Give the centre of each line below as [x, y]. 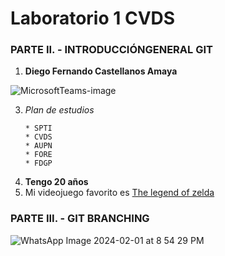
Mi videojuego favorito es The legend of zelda [119, 193]
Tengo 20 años [56, 182]
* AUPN [38, 146]
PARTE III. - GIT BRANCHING [80, 219]
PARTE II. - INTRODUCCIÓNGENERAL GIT [111, 50]
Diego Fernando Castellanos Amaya [101, 71]
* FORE [38, 155]
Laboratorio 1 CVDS [93, 18]
